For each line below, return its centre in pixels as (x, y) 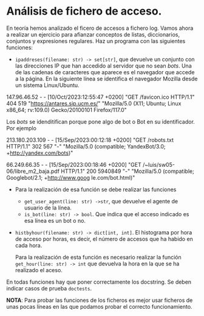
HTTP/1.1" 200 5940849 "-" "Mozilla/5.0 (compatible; (127, 171)
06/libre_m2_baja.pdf (33, 171)
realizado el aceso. (39, 270)
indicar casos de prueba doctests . (49, 288)
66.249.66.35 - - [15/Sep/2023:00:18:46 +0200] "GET (74, 164)
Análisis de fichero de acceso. (84, 11)
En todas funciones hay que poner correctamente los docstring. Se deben (99, 282)
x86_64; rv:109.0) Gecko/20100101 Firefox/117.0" (67, 110)
